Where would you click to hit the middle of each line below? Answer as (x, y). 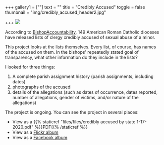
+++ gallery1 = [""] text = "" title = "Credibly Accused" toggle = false (75, 7)
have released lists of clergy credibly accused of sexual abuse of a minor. (80, 37)
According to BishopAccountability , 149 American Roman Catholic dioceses (82, 32)
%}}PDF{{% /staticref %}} (61, 127)
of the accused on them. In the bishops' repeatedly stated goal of (72, 52)
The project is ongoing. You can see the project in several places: (72, 112)
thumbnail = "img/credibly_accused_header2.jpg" (56, 12)
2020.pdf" (23, 127)
